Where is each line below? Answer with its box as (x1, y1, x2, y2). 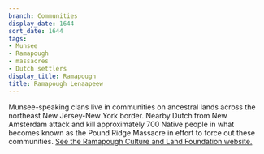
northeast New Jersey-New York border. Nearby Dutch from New (8, 110, 227, 120)
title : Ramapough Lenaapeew (8, 79, 104, 88)
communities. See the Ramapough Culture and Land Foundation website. (8, 136, 253, 146)
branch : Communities (8, 11, 79, 20)
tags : (8, 34, 27, 43)
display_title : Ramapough (8, 72, 96, 80)
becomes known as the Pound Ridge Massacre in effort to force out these (8, 127, 256, 138)
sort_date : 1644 (8, 27, 63, 35)
